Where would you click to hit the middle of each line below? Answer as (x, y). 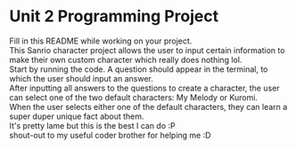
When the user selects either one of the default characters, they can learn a (148, 106)
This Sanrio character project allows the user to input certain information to (147, 50)
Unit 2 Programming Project (114, 16)
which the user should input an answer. (81, 78)
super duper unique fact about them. (77, 116)
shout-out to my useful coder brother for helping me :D (110, 135)
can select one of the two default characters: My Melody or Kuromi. (134, 97)
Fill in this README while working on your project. (101, 41)
